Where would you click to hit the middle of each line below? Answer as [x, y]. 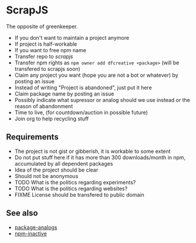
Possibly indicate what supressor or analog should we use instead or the [102, 100]
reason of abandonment [44, 106]
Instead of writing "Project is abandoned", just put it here [83, 87]
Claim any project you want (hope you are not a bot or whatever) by [96, 75]
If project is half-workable [46, 44]
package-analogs [36, 227]
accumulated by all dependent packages [64, 163]
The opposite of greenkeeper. [42, 26]
